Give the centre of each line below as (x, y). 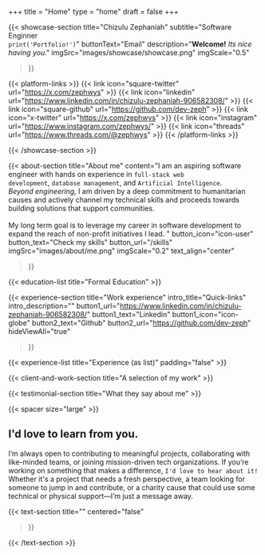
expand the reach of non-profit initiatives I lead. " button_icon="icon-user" (131, 234)
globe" (19, 323)
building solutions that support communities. (81, 208)
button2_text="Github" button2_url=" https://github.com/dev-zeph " (141, 323)
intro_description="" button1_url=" (64, 306)
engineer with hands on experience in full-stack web (97, 174)
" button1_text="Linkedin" (129, 314)
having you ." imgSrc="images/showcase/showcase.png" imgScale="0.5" (129, 52)
